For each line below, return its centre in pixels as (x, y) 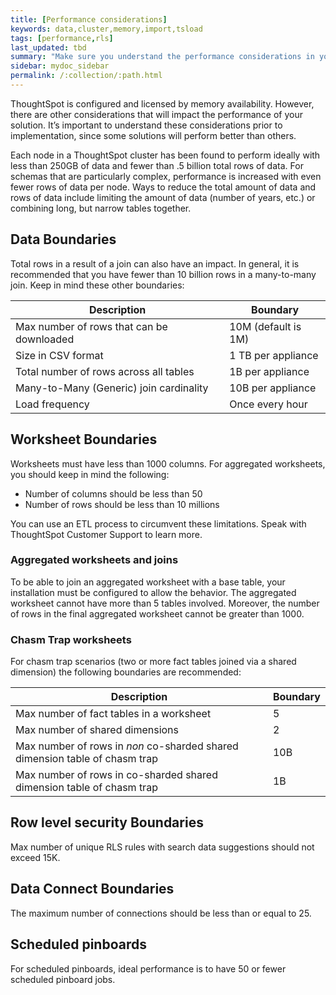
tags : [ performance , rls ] (62, 38)
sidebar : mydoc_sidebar (60, 66)
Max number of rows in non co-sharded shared (127, 746)
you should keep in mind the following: (90, 474)
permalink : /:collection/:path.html (86, 76)
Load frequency (52, 404)
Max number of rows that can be (91, 326)
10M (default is (265, 326)
